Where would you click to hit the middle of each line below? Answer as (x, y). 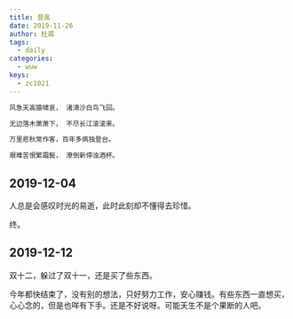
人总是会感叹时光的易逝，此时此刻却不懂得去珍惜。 (103, 206)
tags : (19, 42)
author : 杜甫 (32, 34)
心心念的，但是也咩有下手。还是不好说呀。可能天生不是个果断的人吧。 (138, 305)
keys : (19, 75)
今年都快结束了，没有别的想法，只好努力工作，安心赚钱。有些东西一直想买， (149, 294)
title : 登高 (30, 17)
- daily (32, 51)
